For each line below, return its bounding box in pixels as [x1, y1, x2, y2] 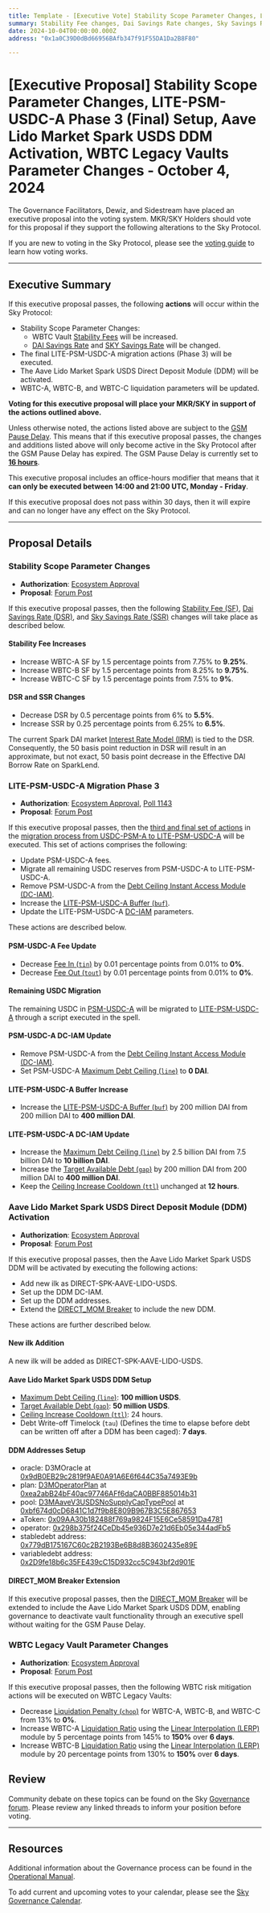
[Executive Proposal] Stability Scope [8, 76, 258, 94]
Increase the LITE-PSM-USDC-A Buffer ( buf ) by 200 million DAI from [19, 1102, 247, 1112]
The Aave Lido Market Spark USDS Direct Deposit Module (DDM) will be [19, 366, 259, 376]
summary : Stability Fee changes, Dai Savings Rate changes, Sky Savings [8, 19, 257, 27]
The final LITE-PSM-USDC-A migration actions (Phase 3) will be [19, 349, 232, 359]
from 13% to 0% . [19, 1715, 77, 1724]
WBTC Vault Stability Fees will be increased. [31, 332, 178, 341]
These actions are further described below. [8, 1320, 151, 1329]
